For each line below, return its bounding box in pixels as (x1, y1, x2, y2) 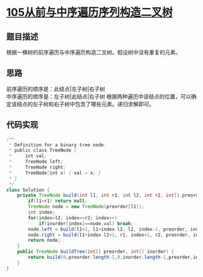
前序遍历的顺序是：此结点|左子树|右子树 (6, 85, 106, 93)
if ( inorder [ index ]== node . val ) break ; (38, 220, 134, 227)
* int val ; (8, 153, 47, 159)
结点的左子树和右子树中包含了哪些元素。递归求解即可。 (16, 100, 155, 108)
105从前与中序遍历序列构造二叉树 (6, 5, 173, 19)
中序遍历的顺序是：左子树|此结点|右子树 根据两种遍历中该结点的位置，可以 (6, 93, 192, 100)
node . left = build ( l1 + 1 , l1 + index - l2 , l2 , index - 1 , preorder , (28, 226, 188, 232)
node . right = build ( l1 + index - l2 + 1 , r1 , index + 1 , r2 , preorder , (28, 232, 191, 238)
